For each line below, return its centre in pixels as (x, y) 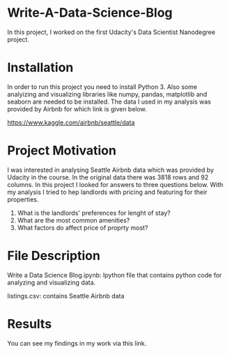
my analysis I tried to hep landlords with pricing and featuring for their (107, 192)
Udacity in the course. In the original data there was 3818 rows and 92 (108, 177)
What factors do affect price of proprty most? (83, 227)
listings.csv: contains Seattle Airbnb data (66, 296)
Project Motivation (62, 151)
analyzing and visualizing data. (52, 282)
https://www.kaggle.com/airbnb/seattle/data (71, 122)
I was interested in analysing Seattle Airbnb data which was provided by (110, 170)
